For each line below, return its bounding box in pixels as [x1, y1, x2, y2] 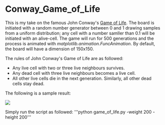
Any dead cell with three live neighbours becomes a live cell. [12, 70, 136, 76]
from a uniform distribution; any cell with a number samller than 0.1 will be [5, 30, 155, 36]
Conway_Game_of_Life [5, 3, 100, 15]
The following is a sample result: [5, 90, 71, 96]
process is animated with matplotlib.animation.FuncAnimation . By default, [5, 40, 156, 46]
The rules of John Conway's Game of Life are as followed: [5, 55, 124, 61]
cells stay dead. [12, 80, 44, 87]
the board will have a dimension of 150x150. [5, 46, 94, 52]
